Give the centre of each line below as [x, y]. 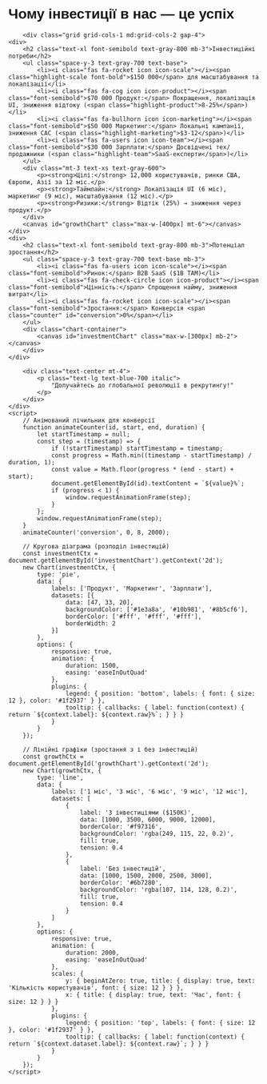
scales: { [67, 974]
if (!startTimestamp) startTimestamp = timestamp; [137, 448]
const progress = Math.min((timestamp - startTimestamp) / [151, 455]
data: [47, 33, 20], [100, 602]
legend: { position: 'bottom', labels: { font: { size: [160, 693]
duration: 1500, [92, 665]
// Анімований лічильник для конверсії [89, 420]
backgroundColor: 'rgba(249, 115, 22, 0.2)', [157, 833]
